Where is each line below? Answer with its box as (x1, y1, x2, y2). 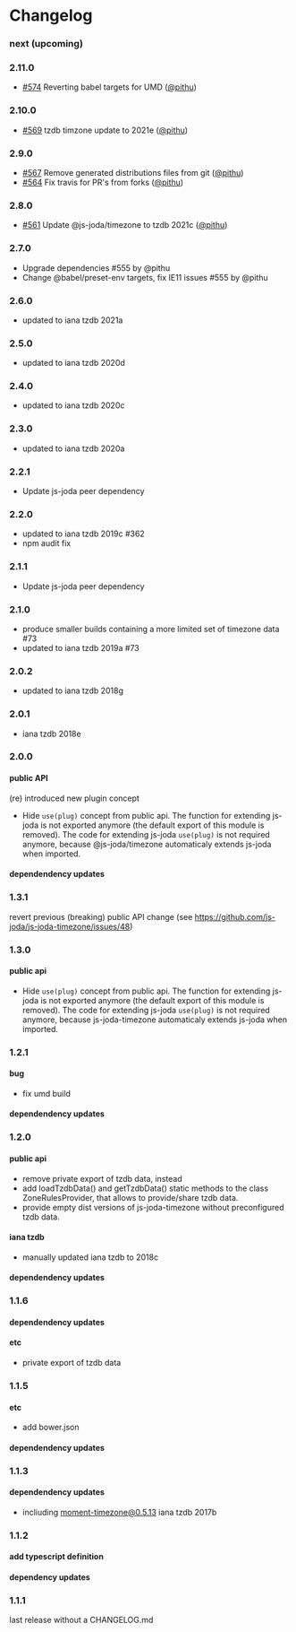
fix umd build (21, 1088, 72, 1098)
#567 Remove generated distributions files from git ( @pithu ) (21, 168, 244, 178)
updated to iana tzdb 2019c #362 (21, 528, 145, 539)
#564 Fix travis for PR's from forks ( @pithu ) (21, 177, 184, 187)
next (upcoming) (9, 38, 83, 50)
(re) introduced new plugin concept (9, 793, 140, 803)
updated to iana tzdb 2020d (21, 358, 125, 369)
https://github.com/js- (194, 911, 275, 922)
